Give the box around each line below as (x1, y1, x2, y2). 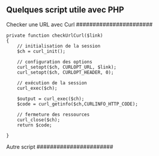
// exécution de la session (17, 80, 87, 86)
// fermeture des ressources (17, 111, 90, 117)
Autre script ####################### (6, 143, 113, 150)
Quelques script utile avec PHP (6, 5, 124, 15)
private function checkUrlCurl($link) (6, 33, 103, 39)
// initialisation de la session (17, 43, 101, 49)
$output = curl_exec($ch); (17, 96, 85, 102)
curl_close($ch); (17, 117, 61, 123)
